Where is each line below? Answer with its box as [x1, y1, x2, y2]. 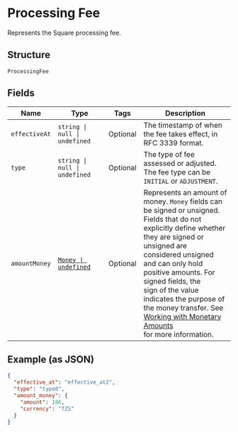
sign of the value [143, 285, 199, 295]
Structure [7, 49, 51, 61]
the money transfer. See [143, 303, 224, 313]
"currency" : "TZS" [20, 405, 74, 412]
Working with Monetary [143, 311, 222, 321]
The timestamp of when [143, 120, 223, 130]
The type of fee [143, 149, 195, 159]
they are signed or [143, 232, 204, 242]
